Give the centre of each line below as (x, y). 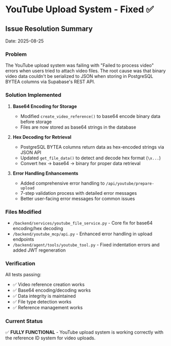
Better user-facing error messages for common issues (78, 198)
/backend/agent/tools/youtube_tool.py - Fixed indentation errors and (86, 245)
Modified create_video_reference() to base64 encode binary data (90, 116)
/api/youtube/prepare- (130, 184)
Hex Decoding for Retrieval (42, 137)
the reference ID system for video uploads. (50, 338)
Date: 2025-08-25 (25, 41)
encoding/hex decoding (38, 228)
